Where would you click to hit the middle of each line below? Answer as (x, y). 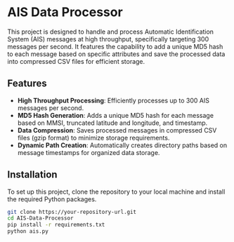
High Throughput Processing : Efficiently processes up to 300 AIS (113, 100)
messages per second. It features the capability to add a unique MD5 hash (115, 46)
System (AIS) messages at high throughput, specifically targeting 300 (108, 39)
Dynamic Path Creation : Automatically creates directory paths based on (122, 145)
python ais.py (28, 231)
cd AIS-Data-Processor (40, 218)
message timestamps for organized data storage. (89, 152)
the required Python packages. (52, 199)
